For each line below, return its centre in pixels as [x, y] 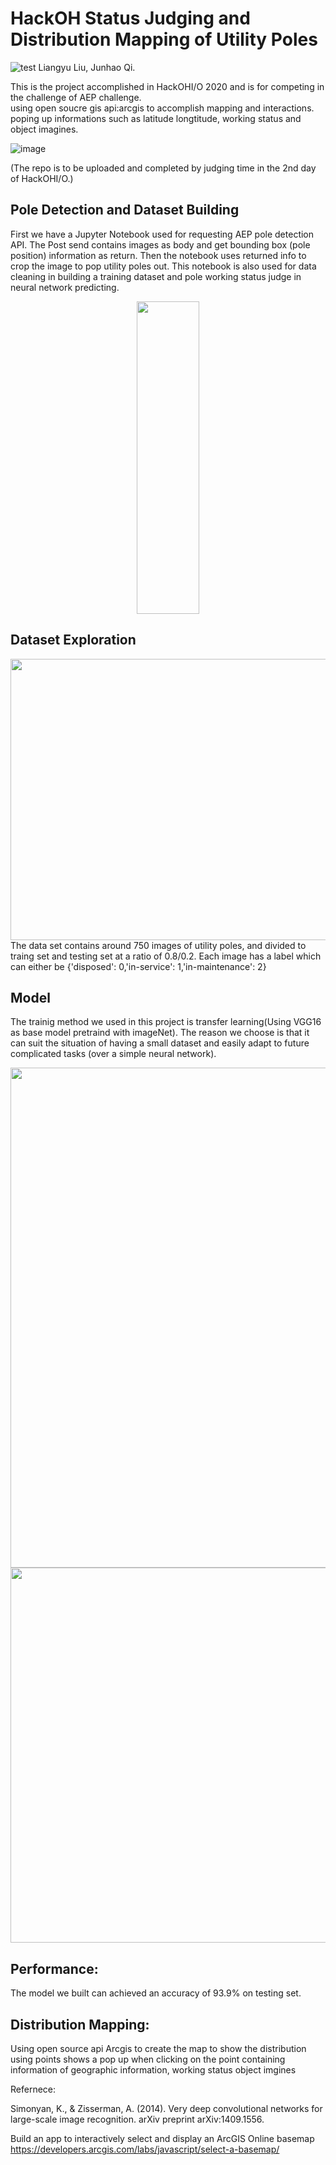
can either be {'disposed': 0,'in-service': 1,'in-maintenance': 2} [138, 966]
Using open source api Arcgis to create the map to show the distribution [158, 2048]
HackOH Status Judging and [130, 18]
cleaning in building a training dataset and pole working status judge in [156, 276]
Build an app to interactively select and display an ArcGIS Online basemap [162, 2138]
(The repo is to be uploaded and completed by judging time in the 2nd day [163, 168]
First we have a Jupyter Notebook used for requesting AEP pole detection [162, 234]
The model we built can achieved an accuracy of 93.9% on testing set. [156, 1993]
